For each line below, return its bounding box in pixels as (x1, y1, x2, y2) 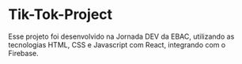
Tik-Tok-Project (8, 6, 113, 24)
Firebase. (8, 48, 40, 58)
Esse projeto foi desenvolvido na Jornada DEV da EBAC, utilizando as (8, 32, 235, 41)
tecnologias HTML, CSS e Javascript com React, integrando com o (8, 40, 226, 49)
